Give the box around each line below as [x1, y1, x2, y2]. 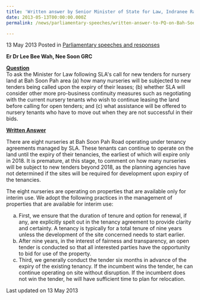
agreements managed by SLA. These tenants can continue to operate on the [6, 144, 193, 152]
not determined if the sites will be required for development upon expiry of [6, 170, 189, 177]
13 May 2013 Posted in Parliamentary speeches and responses [6, 41, 160, 48]
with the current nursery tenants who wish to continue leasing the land [6, 96, 180, 103]
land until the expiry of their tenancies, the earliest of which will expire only [6, 151, 190, 158]
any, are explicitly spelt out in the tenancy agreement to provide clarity [18, 218, 192, 225]
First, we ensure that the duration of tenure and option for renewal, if [18, 212, 187, 219]
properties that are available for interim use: [6, 200, 114, 208]
